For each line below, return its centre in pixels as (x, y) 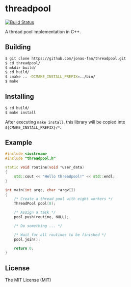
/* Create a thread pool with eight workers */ (63, 199)
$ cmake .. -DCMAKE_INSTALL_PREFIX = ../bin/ (50, 77)
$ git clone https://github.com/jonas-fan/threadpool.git (65, 58)
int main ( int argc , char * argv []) (40, 190)
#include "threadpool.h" (30, 158)
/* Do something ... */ (38, 226)
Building (18, 47)
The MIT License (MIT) (28, 280)
